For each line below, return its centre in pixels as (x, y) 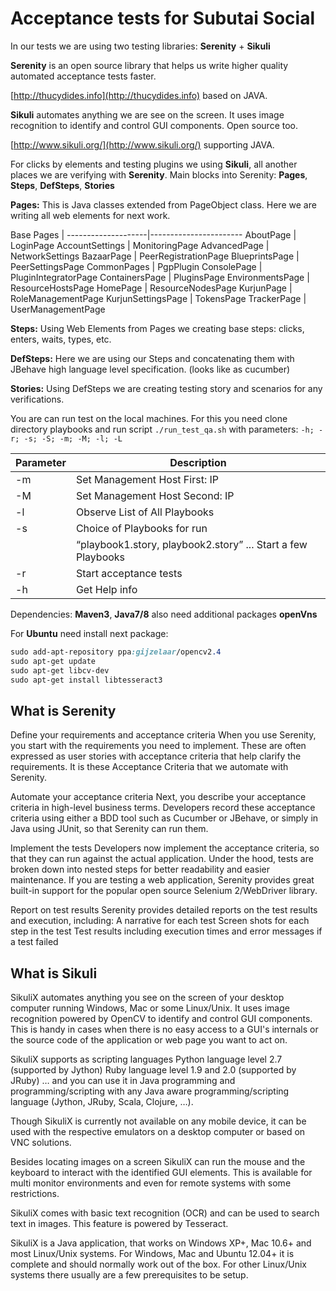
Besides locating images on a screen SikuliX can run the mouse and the (158, 1162)
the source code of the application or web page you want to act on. (149, 1040)
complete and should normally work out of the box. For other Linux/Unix (158, 1264)
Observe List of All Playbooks (145, 512)
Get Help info (106, 589)
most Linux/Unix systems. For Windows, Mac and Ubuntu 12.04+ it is (152, 1254)
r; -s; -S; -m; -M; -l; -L (66, 438)
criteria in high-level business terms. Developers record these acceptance (163, 808)
